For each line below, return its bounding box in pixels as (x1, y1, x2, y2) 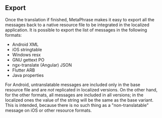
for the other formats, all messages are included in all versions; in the (5, 92, 144, 98)
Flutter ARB (12, 67, 35, 73)
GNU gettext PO (12, 57, 45, 62)
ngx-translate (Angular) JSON (12, 62, 72, 68)
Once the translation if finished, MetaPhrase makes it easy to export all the (5, 16, 155, 22)
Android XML (12, 41, 39, 47)
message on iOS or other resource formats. (5, 107, 92, 113)
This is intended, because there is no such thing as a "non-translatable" (5, 102, 149, 108)
